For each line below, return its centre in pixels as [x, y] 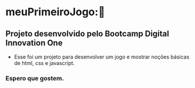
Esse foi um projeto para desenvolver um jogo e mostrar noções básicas [102, 57]
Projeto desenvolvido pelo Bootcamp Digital [88, 34]
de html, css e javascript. [44, 63]
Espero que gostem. [35, 78]
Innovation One [34, 43]
